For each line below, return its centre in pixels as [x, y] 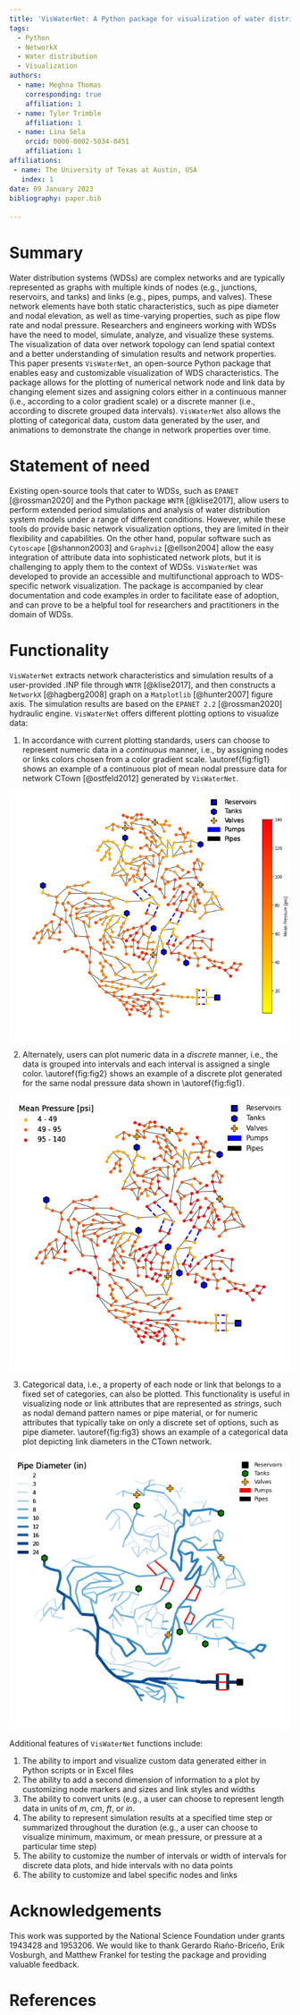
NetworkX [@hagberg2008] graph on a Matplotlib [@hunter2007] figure [142, 694]
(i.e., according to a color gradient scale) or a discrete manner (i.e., [133, 402]
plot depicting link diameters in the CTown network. [117, 1441]
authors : [25, 76]
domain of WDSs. [42, 614]
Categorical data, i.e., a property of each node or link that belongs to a [151, 1385]
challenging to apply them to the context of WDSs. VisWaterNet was [133, 567]
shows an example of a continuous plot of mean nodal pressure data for [154, 769]
